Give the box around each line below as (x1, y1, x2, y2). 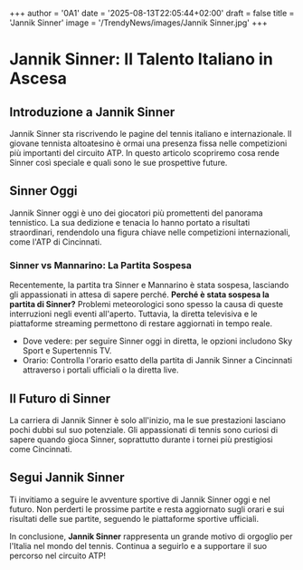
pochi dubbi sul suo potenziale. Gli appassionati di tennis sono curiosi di (9, 424, 279, 435)
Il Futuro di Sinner (9, 391, 111, 406)
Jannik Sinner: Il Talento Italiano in (9, 49, 273, 70)
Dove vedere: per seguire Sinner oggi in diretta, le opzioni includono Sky (22, 335, 293, 347)
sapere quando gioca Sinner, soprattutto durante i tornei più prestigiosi (9, 434, 273, 445)
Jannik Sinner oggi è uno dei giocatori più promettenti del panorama (9, 208, 264, 218)
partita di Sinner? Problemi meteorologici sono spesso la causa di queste (9, 299, 283, 310)
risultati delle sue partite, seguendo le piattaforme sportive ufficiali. (9, 513, 260, 524)
